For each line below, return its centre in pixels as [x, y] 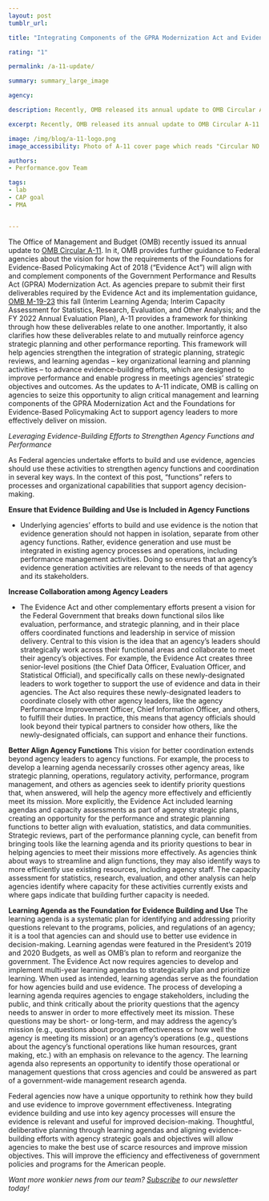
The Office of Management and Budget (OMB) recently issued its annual [127, 242]
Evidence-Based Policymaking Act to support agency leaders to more [123, 412]
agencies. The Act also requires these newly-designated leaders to [130, 692]
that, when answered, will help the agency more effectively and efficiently [130, 793]
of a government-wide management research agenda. [98, 1080]
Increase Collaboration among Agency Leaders [88, 591]
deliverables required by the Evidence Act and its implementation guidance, [133, 292]
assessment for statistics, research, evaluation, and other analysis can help [132, 878]
